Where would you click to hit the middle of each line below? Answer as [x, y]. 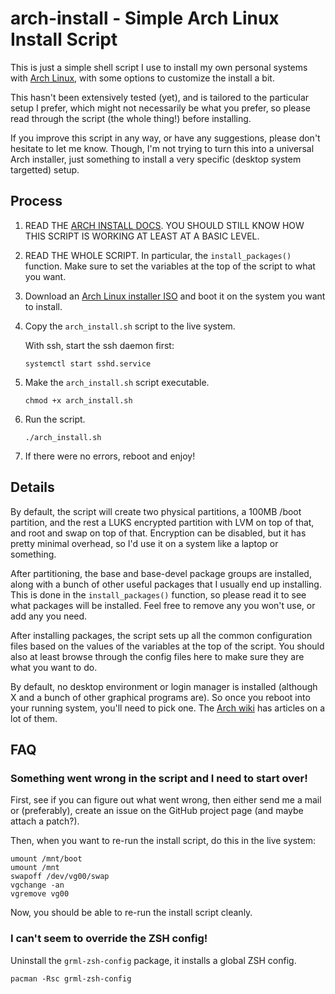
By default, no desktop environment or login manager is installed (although [164, 686]
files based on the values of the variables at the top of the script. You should [167, 646]
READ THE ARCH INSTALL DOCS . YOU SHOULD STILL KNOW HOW [164, 225]
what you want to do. [54, 667]
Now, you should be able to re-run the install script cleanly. [131, 913]
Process [36, 201]
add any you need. [49, 616]
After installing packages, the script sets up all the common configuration [161, 635]
